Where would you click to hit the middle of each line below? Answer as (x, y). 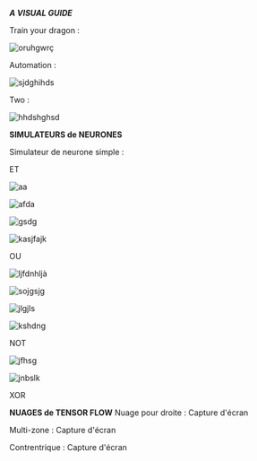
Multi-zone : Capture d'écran (63, 430)
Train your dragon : (45, 30)
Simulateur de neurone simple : (67, 152)
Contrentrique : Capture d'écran (69, 447)
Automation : (33, 65)
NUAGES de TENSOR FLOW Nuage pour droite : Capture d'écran (129, 413)
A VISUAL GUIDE (41, 13)
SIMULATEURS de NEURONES (66, 135)
